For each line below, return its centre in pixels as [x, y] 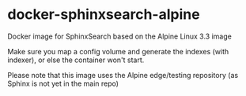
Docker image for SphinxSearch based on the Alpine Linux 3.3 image [120, 36]
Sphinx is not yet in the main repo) [63, 83]
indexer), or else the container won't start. [76, 60]
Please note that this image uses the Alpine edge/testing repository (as [123, 75]
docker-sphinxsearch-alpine [104, 15]
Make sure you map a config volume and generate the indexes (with [118, 51]
